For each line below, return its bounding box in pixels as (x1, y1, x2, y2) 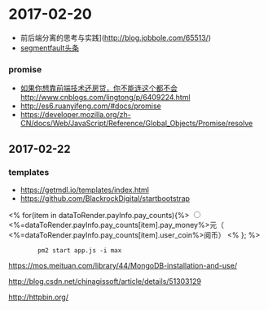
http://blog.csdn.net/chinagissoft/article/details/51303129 (8, 276, 202, 286)
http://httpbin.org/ (8, 292, 69, 302)
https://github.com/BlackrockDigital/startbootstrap (20, 193, 190, 203)
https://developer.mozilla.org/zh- (20, 110, 132, 120)
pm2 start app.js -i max (37, 246, 122, 255)
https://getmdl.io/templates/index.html (20, 185, 149, 194)
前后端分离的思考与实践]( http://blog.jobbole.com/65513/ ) (20, 33, 212, 42)
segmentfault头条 (20, 42, 80, 53)
